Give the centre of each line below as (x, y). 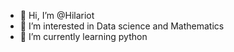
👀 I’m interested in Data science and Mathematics (122, 26)
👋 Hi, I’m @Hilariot (57, 15)
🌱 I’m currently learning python (83, 36)
